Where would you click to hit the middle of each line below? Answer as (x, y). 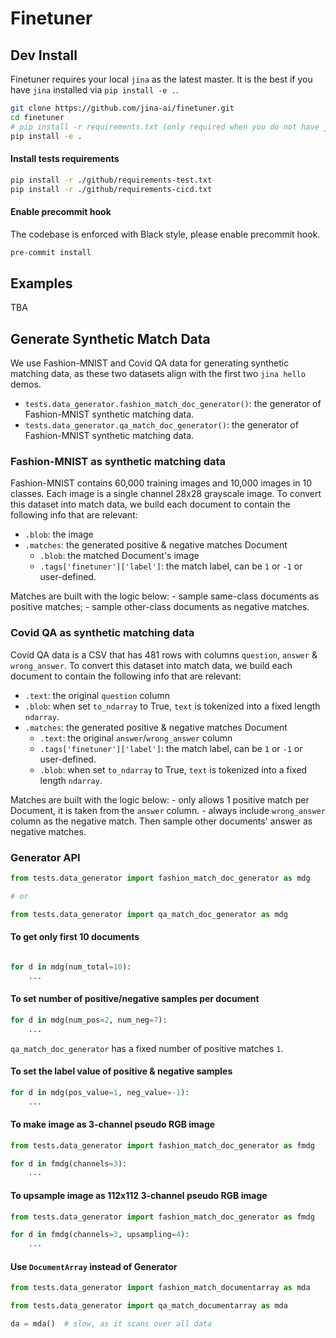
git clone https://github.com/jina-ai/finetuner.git (122, 108)
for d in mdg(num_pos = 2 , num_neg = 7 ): (89, 1020)
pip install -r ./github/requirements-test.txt (111, 180)
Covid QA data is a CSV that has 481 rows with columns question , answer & (164, 654)
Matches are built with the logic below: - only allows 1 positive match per (160, 799)
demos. (26, 384)
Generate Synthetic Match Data (110, 338)
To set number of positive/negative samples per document (135, 999)
